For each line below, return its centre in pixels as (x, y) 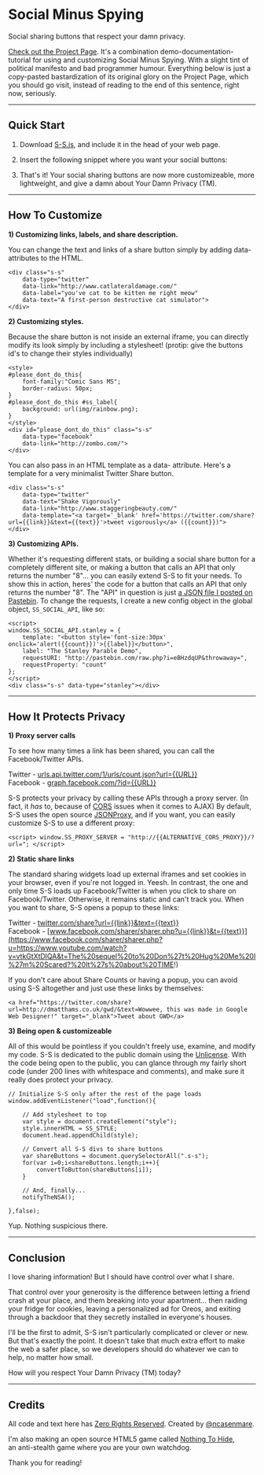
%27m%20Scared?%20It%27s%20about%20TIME (91, 964)
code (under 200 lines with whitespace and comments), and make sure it (126, 1071)
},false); (24, 1211)
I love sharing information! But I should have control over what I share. (121, 1277)
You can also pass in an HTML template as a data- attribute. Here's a (119, 465)
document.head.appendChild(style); (81, 1136)
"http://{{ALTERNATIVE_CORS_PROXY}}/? (191, 838)
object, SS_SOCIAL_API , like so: (57, 609)
